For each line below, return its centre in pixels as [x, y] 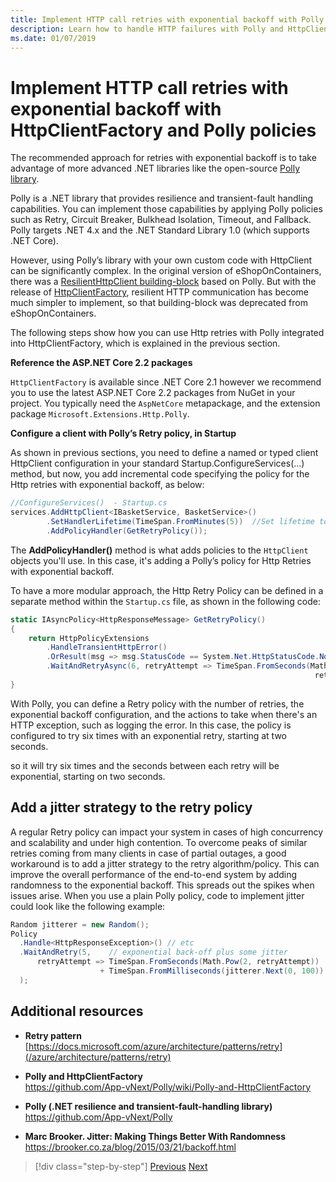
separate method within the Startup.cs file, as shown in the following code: [165, 601]
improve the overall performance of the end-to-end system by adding [154, 874]
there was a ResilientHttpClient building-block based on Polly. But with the [163, 282]
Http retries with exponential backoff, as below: [107, 485]
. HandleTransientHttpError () [107, 647]
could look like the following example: [88, 906]
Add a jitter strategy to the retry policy [131, 807]
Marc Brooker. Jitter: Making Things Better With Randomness [155, 1136]
